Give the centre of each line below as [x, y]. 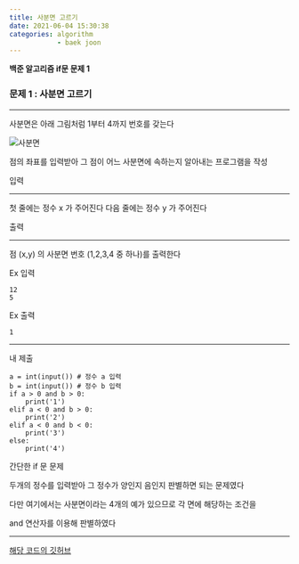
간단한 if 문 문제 [36, 466]
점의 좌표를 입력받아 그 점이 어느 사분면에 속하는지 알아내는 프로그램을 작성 [139, 161]
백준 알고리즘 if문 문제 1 [50, 69]
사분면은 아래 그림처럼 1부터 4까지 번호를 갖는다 [92, 123]
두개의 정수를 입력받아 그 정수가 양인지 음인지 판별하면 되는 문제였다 [127, 485]
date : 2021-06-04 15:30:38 [59, 26]
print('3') [45, 433]
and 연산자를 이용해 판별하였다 [63, 523]
